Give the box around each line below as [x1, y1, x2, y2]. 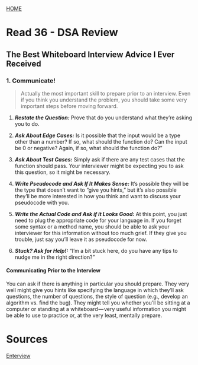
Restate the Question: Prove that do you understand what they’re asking [14, 114, 193, 121]
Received [6, 59, 41, 69]
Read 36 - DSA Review [6, 26, 118, 39]
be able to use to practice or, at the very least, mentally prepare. [6, 312, 163, 319]
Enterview [6, 353, 31, 360]
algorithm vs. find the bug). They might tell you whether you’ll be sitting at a [6, 299, 190, 306]
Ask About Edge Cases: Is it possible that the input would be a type [14, 132, 181, 139]
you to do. [14, 120, 40, 127]
